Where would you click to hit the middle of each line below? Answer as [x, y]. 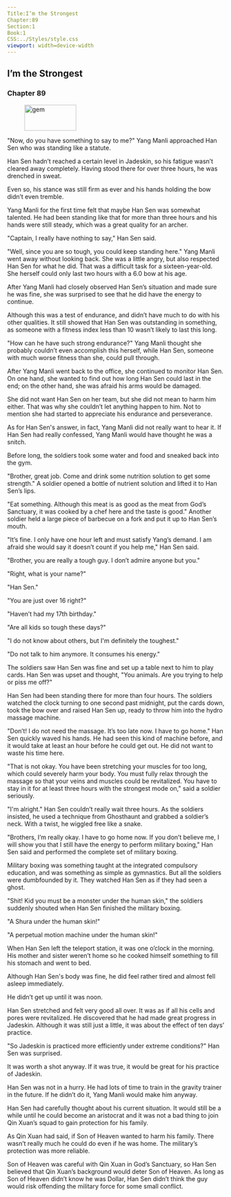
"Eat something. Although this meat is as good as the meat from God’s [107, 504]
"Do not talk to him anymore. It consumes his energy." [84, 654]
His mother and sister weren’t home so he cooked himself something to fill [113, 955]
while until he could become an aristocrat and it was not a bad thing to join [113, 1115]
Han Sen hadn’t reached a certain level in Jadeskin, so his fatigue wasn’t [110, 161]
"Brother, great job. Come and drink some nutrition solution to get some [109, 476]
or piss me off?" [30, 682]
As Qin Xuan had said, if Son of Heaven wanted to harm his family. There [111, 1136]
